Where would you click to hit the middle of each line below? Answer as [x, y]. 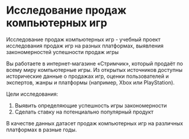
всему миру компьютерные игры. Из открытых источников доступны [94, 69]
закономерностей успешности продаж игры [63, 52]
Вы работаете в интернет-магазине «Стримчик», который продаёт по [95, 64]
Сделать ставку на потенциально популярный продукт [84, 112]
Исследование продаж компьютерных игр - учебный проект [84, 39]
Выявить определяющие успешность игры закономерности [91, 105]
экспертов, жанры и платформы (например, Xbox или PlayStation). [90, 82]
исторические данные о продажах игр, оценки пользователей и [87, 76]
